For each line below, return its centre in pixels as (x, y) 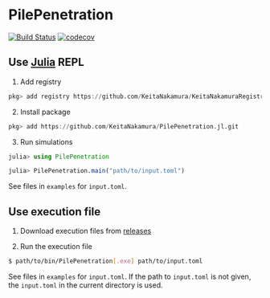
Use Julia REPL (46, 62)
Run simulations (46, 141)
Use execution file (55, 212)
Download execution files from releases (86, 231)
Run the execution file (56, 247)
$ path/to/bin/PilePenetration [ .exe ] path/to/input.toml (106, 261)
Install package (45, 112)
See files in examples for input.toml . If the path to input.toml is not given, (130, 276)
